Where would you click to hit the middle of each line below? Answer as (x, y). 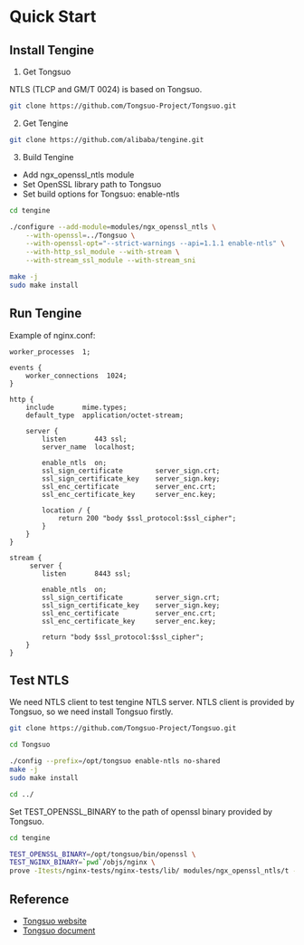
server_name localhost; (89, 447)
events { (26, 367)
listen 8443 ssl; (86, 573)
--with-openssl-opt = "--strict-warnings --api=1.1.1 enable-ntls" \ (155, 243)
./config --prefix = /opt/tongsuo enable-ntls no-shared (115, 761)
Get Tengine (45, 123)
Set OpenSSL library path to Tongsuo (92, 184)
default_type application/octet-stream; (104, 415)
